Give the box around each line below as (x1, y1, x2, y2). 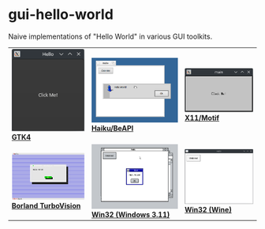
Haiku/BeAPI (91, 124, 134, 133)
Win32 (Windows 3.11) (91, 209, 170, 219)
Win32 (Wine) (184, 205, 233, 214)
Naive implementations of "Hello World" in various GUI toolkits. (8, 32, 213, 41)
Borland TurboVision (11, 201, 81, 211)
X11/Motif (184, 113, 219, 122)
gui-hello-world (8, 6, 114, 24)
